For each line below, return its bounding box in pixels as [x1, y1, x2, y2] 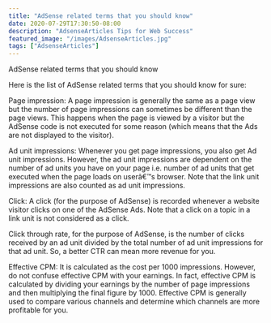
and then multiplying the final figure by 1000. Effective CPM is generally [8, 288, 247, 298]
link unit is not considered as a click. [8, 213, 129, 223]
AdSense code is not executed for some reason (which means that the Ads [8, 122, 258, 131]
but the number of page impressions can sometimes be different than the [8, 105, 252, 114]
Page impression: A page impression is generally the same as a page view [8, 96, 256, 106]
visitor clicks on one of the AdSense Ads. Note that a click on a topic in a [8, 205, 251, 215]
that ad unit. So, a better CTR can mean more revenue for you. [8, 247, 216, 256]
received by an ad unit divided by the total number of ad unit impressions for [8, 238, 264, 248]
